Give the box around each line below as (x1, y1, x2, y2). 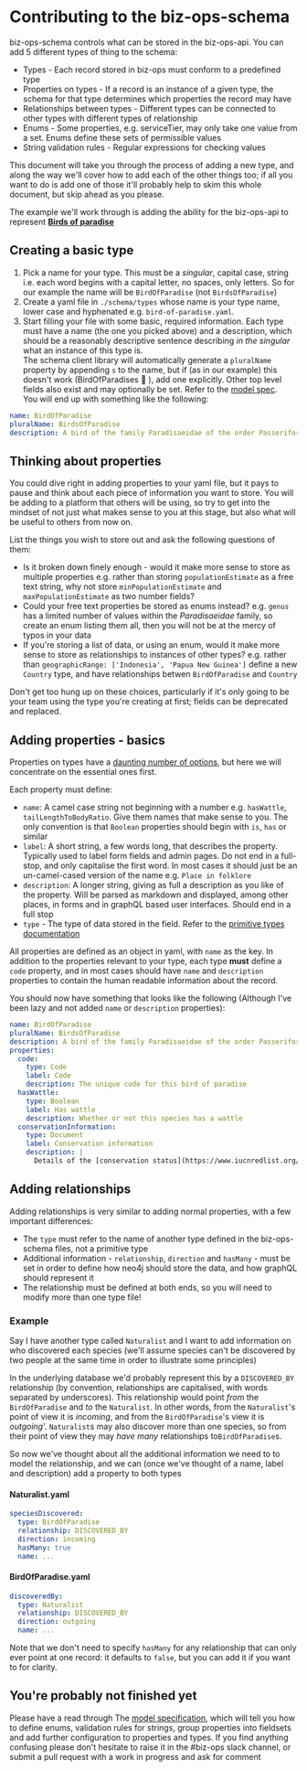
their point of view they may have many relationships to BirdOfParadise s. (9, 1430, 282, 1442)
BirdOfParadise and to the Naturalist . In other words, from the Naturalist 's (9, 1401, 296, 1412)
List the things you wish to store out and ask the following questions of (9, 534, 276, 545)
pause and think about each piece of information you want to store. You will (9, 488, 294, 499)
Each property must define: (9, 784, 112, 795)
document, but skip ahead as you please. (9, 188, 164, 199)
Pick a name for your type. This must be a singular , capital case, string (22, 267, 290, 278)
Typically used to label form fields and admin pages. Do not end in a (22, 851, 280, 861)
